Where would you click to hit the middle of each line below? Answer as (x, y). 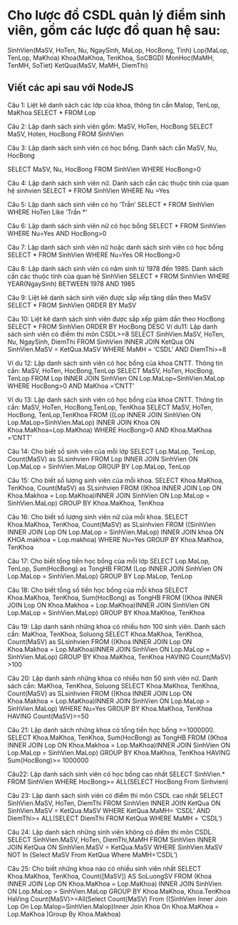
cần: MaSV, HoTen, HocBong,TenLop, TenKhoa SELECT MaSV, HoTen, (110, 407)
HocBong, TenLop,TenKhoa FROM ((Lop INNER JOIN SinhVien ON (104, 414)
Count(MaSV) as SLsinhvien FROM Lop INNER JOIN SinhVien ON (103, 459)
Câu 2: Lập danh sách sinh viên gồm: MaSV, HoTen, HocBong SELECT (110, 126)
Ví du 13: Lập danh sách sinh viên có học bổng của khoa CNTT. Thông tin (115, 399)
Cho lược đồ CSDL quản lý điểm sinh (117, 15)
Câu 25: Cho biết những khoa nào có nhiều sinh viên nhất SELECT (104, 868)
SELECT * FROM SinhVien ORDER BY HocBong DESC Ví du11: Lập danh (113, 326)
